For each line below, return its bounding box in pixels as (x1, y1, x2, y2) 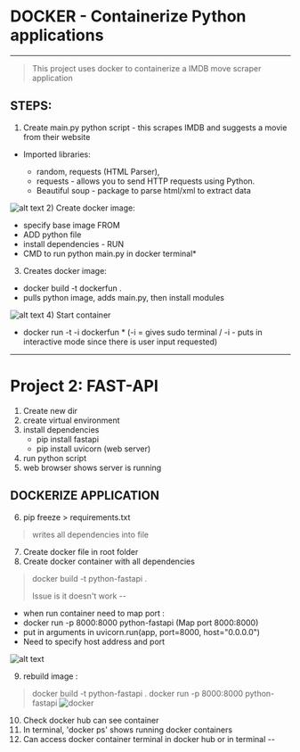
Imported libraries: (22, 149, 92, 160)
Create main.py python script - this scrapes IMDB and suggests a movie (22, 122, 288, 133)
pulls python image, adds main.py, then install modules (22, 292, 225, 302)
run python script (22, 452, 87, 463)
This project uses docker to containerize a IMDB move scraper (31, 62, 262, 73)
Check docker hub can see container (22, 715, 159, 725)
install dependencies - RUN (22, 238, 125, 249)
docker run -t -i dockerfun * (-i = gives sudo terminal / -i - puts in (22, 326, 263, 337)
